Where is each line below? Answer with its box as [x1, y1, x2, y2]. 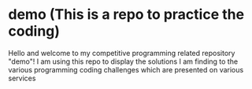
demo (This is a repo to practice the [8, 6, 245, 24]
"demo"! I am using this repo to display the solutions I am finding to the [8, 57, 239, 66]
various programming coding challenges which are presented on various [8, 65, 244, 74]
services [8, 73, 36, 83]
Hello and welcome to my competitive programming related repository [8, 48, 235, 57]
